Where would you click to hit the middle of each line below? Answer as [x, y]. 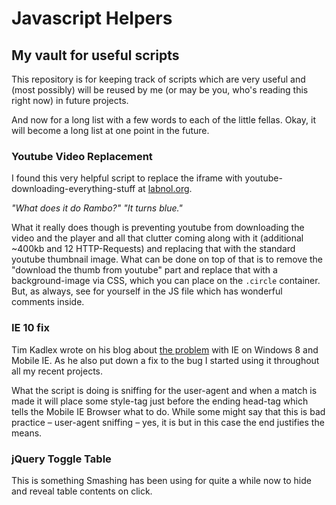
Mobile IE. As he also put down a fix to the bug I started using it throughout [165, 360]
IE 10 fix [30, 328]
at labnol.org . [165, 189]
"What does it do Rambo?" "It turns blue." [97, 208]
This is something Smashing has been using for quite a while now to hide [161, 480]
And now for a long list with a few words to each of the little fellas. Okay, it [163, 120]
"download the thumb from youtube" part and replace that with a [144, 270]
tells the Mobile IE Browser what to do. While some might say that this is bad [168, 411]
